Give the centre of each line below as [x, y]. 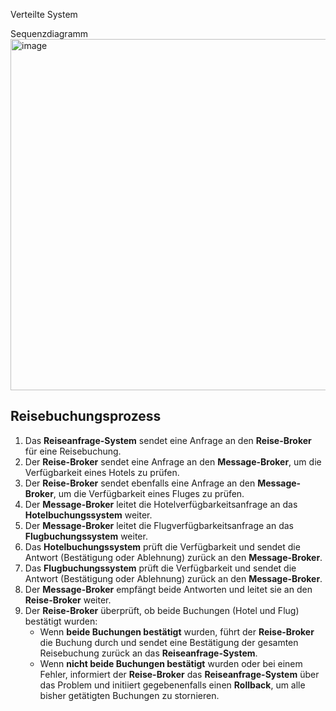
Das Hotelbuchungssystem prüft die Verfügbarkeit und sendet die [162, 546]
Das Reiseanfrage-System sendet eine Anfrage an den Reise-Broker [168, 440]
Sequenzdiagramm [49, 33]
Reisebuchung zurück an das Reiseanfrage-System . [148, 653]
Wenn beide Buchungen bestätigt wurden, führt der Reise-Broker [177, 631]
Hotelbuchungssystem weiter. [88, 515]
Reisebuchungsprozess [86, 416]
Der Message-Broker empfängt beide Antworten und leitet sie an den [168, 589]
